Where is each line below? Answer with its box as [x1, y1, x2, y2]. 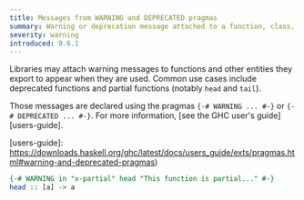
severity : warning [9, 30, 79, 39]
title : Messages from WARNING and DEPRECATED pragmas [9, 13, 218, 23]
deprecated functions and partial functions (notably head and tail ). [9, 83, 262, 94]
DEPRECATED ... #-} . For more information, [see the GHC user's [17, 110, 255, 121]
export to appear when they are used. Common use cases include [9, 74, 258, 85]
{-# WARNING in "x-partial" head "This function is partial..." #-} [9, 175, 275, 184]
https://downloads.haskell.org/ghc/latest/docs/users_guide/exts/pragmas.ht [9, 147, 296, 158]
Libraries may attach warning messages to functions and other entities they [9, 64, 293, 75]
